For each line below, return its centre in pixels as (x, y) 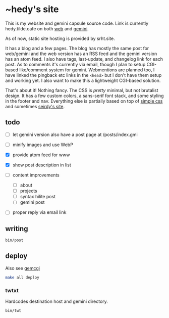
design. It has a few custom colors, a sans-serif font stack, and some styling (84, 96)
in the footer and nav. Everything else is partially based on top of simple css (84, 101)
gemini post (32, 202)
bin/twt (13, 311)
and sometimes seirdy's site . (35, 106)
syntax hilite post (38, 197)
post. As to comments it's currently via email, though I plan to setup (75, 64)
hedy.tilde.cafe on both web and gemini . (47, 28)
